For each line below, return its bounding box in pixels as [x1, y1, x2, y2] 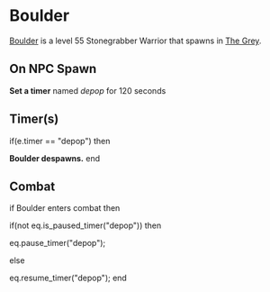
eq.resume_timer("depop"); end [9, 272, 128, 284]
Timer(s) [9, 112, 59, 127]
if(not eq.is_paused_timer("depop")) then [9, 220, 162, 231]
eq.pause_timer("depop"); [9, 238, 106, 249]
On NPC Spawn [9, 61, 97, 77]
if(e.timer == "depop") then [9, 135, 111, 146]
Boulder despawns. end [9, 152, 101, 163]
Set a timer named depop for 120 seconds [9, 85, 166, 96]
